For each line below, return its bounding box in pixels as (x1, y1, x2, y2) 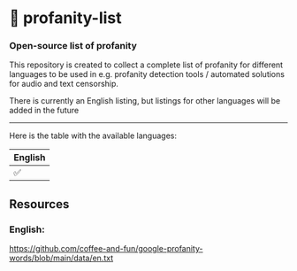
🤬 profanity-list (9, 8, 122, 28)
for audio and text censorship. (9, 79, 119, 89)
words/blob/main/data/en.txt (9, 252, 113, 264)
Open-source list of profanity (9, 40, 137, 52)
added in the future (9, 105, 80, 116)
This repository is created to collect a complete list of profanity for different (9, 59, 284, 70)
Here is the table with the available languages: (9, 130, 177, 141)
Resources (9, 197, 70, 212)
